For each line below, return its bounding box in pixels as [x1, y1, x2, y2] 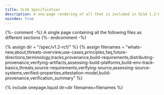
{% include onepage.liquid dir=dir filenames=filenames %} [5, 85, 123, 91]
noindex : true [5, 16, 34, 21]
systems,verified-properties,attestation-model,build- [5, 70, 111, 76]
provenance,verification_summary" [5, 75, 76, 81]
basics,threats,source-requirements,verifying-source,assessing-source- [5, 65, 151, 71]
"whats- [125, 44, 142, 50]
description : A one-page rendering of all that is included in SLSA [5, 12, 147, 17]
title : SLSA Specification [5, 7, 60, 12]
